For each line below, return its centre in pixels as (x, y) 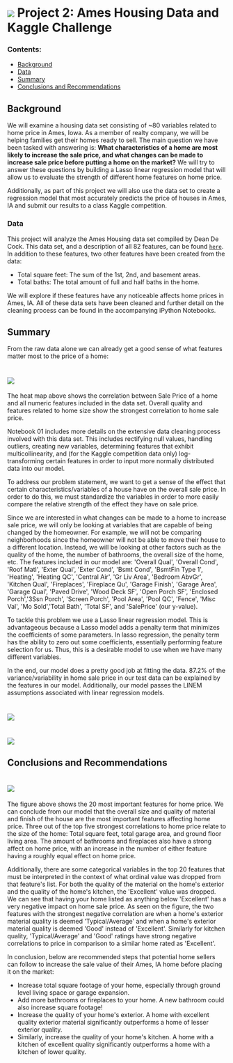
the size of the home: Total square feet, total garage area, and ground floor (114, 834)
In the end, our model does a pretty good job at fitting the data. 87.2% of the (116, 671)
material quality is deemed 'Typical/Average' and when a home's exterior (112, 922)
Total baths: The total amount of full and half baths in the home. (108, 282)
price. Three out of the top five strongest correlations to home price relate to (117, 826)
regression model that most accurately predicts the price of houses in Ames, (117, 198)
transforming (26, 461)
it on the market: (31, 972)
